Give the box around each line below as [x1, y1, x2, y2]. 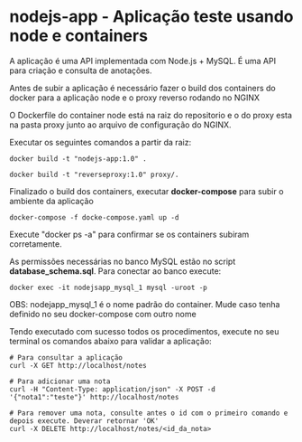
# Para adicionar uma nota [9, 377, 111, 386]
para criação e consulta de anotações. [9, 65, 152, 76]
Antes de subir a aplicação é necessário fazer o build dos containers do [9, 82, 277, 93]
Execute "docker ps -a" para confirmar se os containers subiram [9, 229, 250, 240]
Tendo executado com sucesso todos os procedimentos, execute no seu [9, 325, 279, 336]
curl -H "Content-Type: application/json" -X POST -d [9, 384, 216, 394]
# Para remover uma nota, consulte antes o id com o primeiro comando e [9, 409, 288, 418]
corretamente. [9, 238, 62, 249]
